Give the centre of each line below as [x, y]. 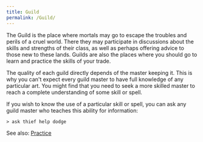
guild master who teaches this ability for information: [72, 110]
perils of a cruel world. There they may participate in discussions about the [100, 41]
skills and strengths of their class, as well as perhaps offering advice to [95, 48]
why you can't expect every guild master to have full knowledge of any [95, 79]
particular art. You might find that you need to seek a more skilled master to [101, 85]
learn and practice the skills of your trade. [59, 61]
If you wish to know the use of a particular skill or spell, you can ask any [96, 104]
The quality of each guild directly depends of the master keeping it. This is [99, 73]
